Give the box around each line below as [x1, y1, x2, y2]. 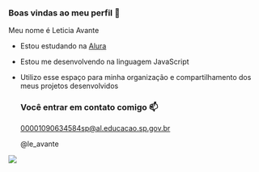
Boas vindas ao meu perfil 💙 [8, 7, 121, 19]
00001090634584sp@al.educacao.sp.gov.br [19, 123, 171, 132]
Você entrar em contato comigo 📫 [19, 102, 159, 113]
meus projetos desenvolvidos [19, 81, 119, 91]
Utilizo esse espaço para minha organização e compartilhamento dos [19, 73, 252, 82]
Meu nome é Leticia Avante [8, 26, 100, 36]
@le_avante [19, 139, 59, 149]
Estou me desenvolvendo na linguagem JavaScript [19, 57, 189, 67]
